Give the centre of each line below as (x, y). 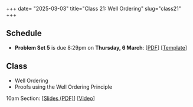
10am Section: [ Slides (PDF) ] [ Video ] (51, 98)
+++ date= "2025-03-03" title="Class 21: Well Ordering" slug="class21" (94, 9)
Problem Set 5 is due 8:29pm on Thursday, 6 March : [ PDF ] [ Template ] (101, 47)
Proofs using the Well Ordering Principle (63, 87)
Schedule (24, 33)
